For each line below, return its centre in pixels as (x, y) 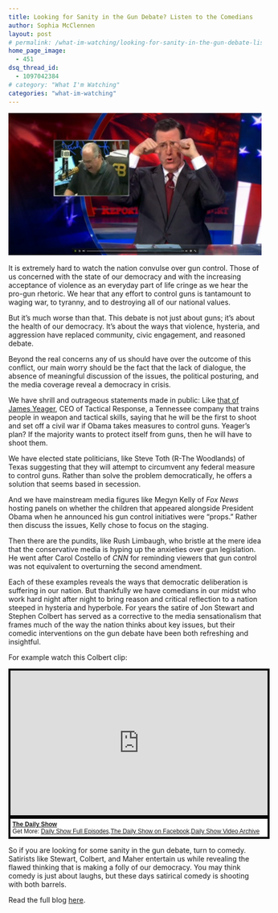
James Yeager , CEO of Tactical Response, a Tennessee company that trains (134, 409)
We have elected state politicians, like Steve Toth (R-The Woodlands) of (127, 459)
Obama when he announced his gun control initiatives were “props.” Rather (133, 517)
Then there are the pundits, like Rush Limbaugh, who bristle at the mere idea (135, 541)
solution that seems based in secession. (75, 484)
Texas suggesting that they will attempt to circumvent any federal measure (132, 467)
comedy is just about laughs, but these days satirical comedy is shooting (129, 876)
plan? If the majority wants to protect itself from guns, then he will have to (130, 434)
